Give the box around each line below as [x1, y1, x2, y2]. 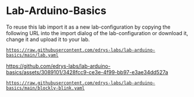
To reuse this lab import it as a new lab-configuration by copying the [6, 23, 171, 30]
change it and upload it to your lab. [6, 36, 90, 43]
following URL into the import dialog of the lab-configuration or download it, [6, 29, 189, 36]
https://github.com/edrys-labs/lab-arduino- [6, 63, 111, 70]
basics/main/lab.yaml [6, 52, 59, 58]
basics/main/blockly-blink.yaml [6, 85, 85, 91]
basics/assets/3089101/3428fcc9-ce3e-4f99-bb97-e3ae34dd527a [6, 68, 168, 75]
